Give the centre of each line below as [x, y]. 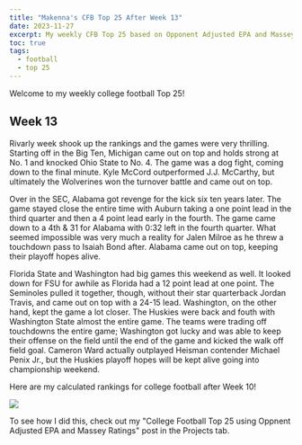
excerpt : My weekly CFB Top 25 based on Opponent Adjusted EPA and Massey [152, 34]
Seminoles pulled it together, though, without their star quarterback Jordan [148, 292]
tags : [19, 51]
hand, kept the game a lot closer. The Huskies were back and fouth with [142, 312]
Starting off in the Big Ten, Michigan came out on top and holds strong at [144, 153]
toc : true [28, 43]
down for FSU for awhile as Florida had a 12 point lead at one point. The [142, 283]
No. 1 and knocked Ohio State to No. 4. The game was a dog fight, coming [147, 162]
